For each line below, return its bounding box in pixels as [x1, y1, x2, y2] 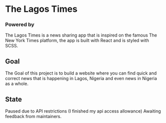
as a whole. [5, 81, 29, 87]
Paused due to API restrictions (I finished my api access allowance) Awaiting [5, 108, 161, 114]
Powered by [5, 21, 35, 28]
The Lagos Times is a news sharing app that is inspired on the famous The [5, 32, 158, 38]
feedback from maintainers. [5, 114, 62, 120]
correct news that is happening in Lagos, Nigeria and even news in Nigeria [5, 76, 157, 82]
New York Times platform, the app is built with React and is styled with [5, 38, 150, 43]
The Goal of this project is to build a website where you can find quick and [5, 70, 157, 76]
